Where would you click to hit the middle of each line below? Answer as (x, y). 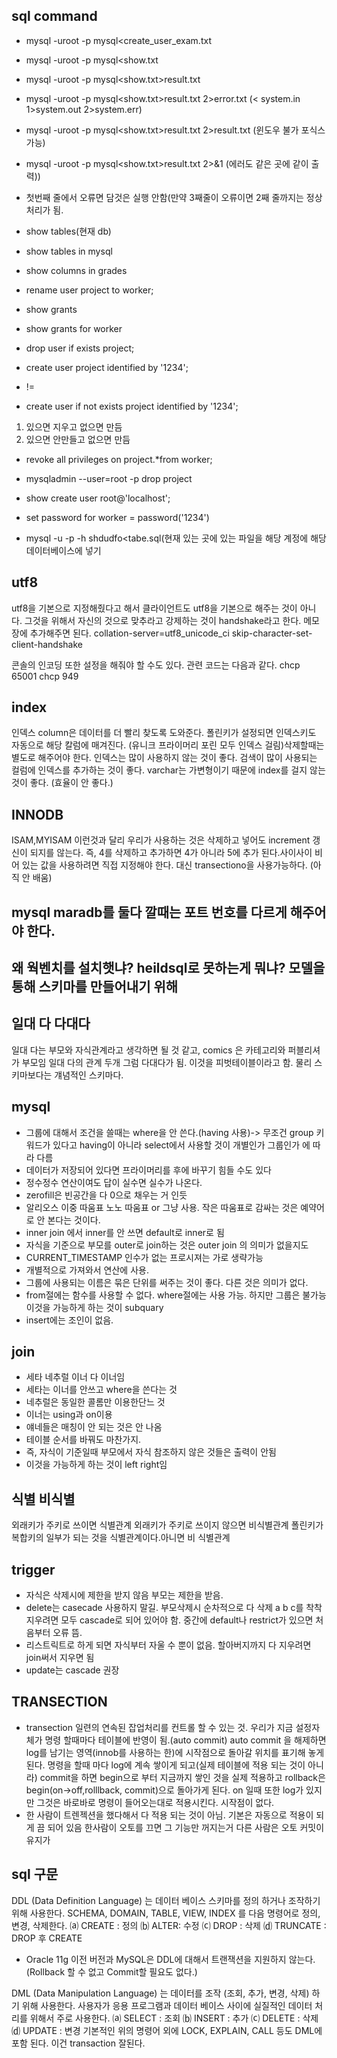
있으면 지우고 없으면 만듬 (74, 426)
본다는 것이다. (74, 1220)
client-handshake (47, 644)
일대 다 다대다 (51, 1024)
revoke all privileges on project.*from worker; (119, 459)
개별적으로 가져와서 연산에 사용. (87, 1270)
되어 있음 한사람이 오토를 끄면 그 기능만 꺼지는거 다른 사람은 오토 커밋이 (186, 1827)
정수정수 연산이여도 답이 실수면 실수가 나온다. (114, 1182)
